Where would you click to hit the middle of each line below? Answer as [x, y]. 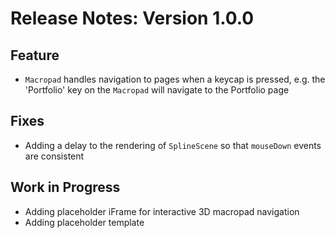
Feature [35, 55]
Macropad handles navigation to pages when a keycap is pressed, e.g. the [175, 79]
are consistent [54, 156]
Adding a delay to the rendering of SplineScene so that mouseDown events [173, 145]
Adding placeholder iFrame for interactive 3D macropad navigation [162, 211]
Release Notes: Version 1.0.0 [132, 18]
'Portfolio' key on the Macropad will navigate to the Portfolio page [157, 90]
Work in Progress [65, 187]
